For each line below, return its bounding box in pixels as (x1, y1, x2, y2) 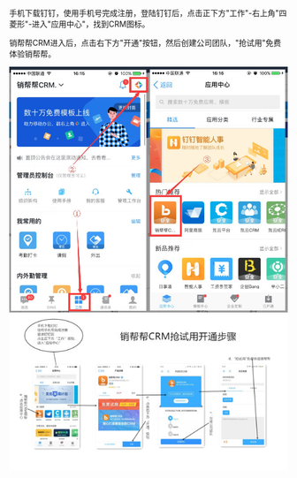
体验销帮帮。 (9, 49, 56, 59)
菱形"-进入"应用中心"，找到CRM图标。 (9, 19, 150, 29)
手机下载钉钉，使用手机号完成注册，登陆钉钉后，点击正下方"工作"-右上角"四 (9, 8, 287, 18)
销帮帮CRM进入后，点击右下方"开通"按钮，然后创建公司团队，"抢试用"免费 (9, 38, 281, 48)
